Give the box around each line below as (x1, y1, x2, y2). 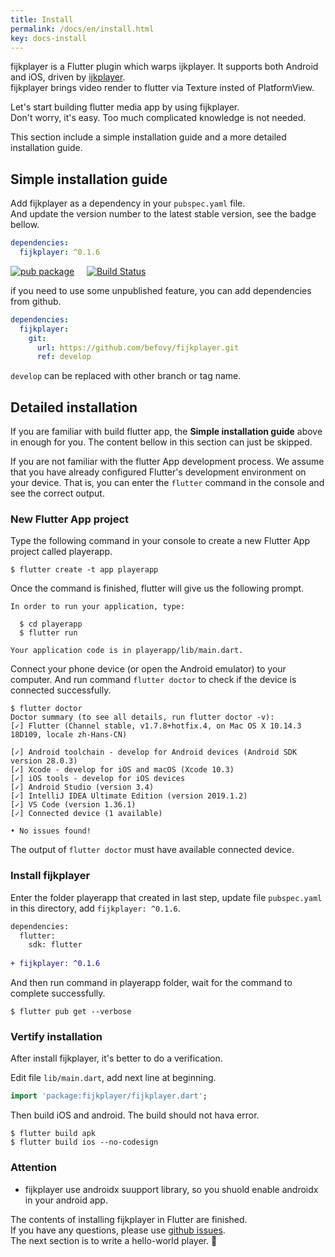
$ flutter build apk (10, 1129, 97, 1139)
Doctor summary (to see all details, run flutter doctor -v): (10, 712, 275, 723)
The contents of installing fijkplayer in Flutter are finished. (10, 1213, 248, 1225)
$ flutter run (19, 628, 78, 638)
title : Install (10, 14, 74, 25)
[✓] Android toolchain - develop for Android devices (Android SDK (10, 747, 298, 758)
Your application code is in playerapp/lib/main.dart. (10, 646, 244, 656)
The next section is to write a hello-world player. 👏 (10, 1234, 218, 1246)
